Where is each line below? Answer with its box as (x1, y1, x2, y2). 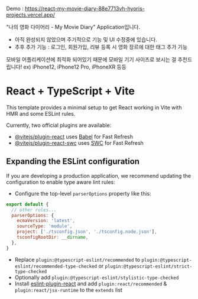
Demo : (6, 5, 24, 12)
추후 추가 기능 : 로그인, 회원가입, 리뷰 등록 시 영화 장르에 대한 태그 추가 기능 (14, 44, 188, 50)
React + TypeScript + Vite (6, 84, 135, 98)
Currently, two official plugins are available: (6, 121, 112, 129)
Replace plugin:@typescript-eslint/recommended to (14, 256, 141, 263)
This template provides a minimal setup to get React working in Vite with (6, 103, 182, 111)
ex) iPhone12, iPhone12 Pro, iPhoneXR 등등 (23, 63, 127, 70)
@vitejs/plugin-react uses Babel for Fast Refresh (14, 133, 134, 140)
